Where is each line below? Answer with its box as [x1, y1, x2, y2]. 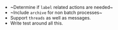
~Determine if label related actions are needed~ [10, 4, 113, 10]
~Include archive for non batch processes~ [10, 9, 103, 15]
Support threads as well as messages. [10, 15, 91, 20]
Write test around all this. [10, 20, 63, 26]
